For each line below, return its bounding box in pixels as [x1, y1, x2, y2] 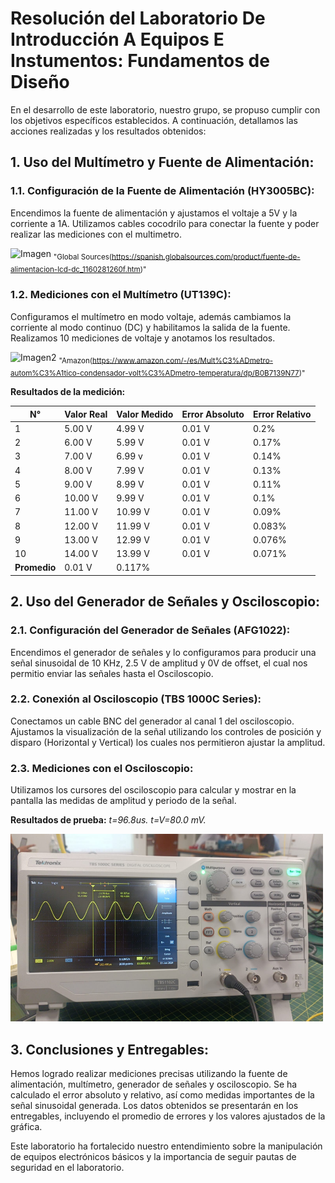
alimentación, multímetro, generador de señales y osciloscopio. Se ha [10, 1078, 298, 1090]
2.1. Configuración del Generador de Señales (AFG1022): [10, 623, 291, 637]
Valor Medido [116, 408, 174, 420]
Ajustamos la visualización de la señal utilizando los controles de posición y [10, 725, 322, 737]
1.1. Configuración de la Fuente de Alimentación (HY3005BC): [10, 184, 315, 198]
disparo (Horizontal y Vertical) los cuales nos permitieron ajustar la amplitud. [10, 736, 326, 748]
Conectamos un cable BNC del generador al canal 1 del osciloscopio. [10, 715, 295, 727]
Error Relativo [252, 408, 312, 420]
